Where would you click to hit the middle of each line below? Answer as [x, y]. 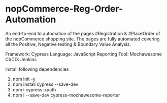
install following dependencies [37, 69]
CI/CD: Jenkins [21, 59]
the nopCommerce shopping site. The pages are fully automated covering [82, 39]
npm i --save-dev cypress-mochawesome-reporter [66, 95]
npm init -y [24, 79]
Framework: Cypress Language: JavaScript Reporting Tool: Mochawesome [84, 54]
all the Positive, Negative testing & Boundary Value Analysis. [68, 44]
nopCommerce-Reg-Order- [64, 9]
